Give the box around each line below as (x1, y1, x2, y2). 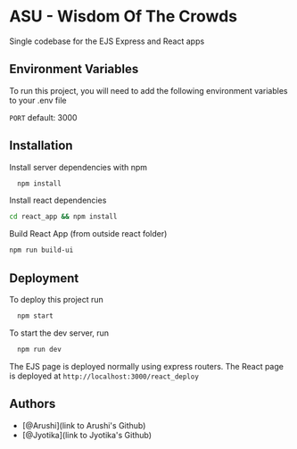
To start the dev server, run (9, 328, 110, 338)
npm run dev (17, 345, 62, 353)
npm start (17, 312, 54, 320)
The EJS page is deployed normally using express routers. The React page (9, 361, 284, 371)
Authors (9, 396, 56, 412)
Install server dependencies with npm (9, 162, 148, 172)
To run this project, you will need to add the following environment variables (9, 85, 288, 96)
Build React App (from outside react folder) (9, 229, 168, 239)
